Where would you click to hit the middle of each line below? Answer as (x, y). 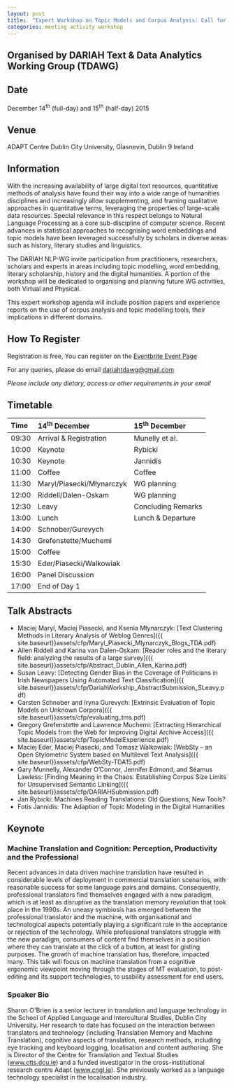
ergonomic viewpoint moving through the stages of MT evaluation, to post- (115, 969)
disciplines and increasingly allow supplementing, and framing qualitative (112, 200)
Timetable (30, 405)
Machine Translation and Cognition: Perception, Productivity (112, 848)
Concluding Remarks (168, 507)
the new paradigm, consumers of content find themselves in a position (109, 939)
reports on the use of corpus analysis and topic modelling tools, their (107, 310)
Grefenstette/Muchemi (75, 540)
